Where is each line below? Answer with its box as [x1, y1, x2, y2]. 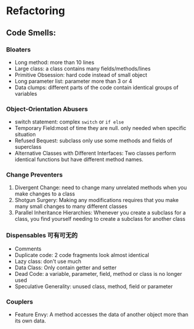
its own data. [14, 317, 46, 324]
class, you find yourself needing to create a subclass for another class [14, 216, 186, 223]
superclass [14, 144, 42, 151]
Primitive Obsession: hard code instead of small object [14, 71, 147, 78]
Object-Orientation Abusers [6, 105, 88, 113]
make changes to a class [14, 190, 75, 197]
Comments [14, 245, 42, 252]
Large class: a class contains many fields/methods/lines [14, 65, 151, 72]
